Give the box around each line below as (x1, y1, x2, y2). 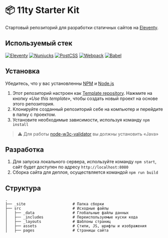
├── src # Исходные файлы (5, 206, 109, 211)
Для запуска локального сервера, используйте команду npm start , (12, 159, 156, 165)
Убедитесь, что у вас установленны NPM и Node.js (5, 80, 114, 86)
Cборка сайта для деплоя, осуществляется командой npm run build (12, 169, 158, 175)
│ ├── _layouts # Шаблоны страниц (5, 219, 111, 224)
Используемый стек (5, 39, 73, 48)
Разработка (5, 145, 44, 154)
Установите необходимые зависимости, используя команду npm (12, 116, 150, 123)
